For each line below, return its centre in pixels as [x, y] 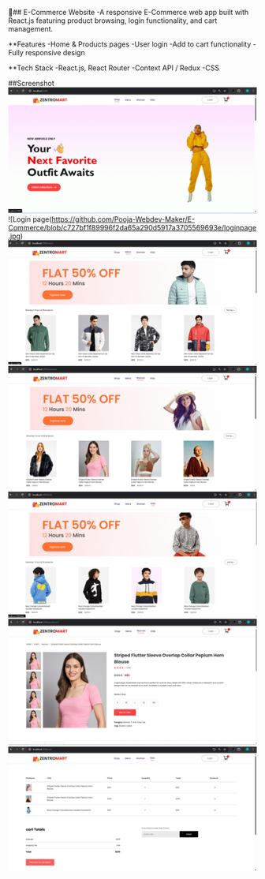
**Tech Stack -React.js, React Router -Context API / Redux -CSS [114, 68]
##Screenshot [31, 83]
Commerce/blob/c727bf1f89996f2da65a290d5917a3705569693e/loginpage [132, 227]
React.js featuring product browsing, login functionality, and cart [113, 21]
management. [31, 29]
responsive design [55, 52]
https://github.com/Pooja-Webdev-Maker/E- [123, 219]
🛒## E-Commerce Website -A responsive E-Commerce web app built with [129, 12]
